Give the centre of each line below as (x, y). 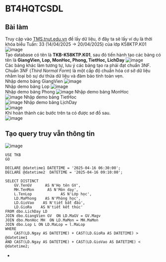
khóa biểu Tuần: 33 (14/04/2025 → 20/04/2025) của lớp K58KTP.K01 (76, 44)
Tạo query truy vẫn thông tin (50, 134)
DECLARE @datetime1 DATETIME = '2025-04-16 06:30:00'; (63, 168)
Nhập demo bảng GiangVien (34, 81)
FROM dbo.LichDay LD (27, 211)
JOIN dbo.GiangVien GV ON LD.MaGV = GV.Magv (53, 216)
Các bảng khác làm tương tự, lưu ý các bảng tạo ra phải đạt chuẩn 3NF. (78, 65)
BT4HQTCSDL (34, 9)
